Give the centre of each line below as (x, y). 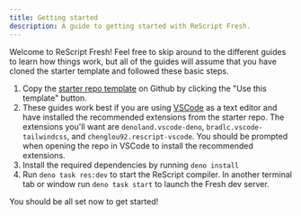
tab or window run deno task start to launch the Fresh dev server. (146, 184)
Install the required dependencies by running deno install (131, 165)
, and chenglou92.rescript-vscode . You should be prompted (177, 136)
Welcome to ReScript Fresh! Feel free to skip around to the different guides (148, 51)
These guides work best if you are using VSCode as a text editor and (150, 107)
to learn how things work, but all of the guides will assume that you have (143, 61)
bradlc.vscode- (235, 127)
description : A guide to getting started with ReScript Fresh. (130, 26)
